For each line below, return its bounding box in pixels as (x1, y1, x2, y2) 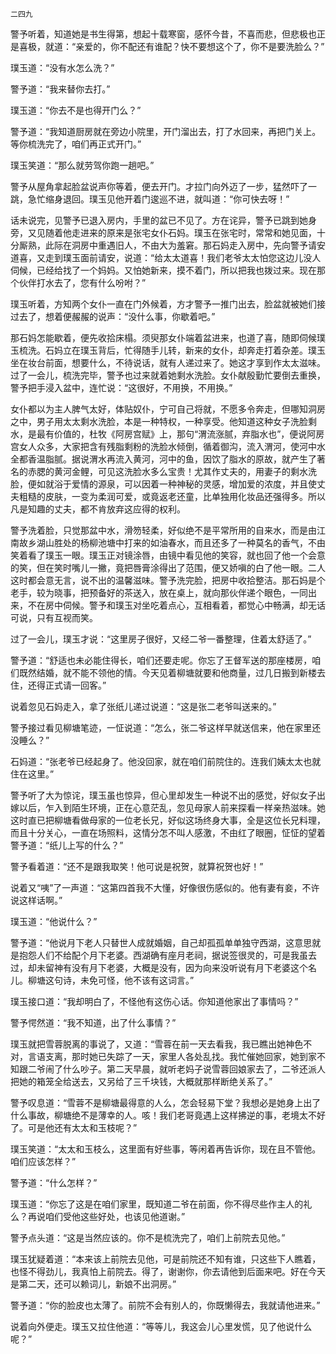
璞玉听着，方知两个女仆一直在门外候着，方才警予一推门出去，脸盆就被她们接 (10, 298, 326, 310)
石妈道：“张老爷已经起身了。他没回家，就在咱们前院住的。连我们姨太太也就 (10, 756, 322, 767)
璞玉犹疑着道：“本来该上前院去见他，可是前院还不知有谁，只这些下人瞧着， (10, 1253, 322, 1265)
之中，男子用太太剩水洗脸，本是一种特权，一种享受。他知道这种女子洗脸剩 (10, 416, 317, 427)
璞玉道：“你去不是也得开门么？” (10, 104, 142, 116)
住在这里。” (10, 768, 55, 780)
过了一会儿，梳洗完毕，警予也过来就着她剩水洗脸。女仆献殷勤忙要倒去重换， (10, 369, 326, 381)
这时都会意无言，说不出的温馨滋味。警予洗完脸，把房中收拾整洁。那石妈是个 (10, 574, 326, 586)
